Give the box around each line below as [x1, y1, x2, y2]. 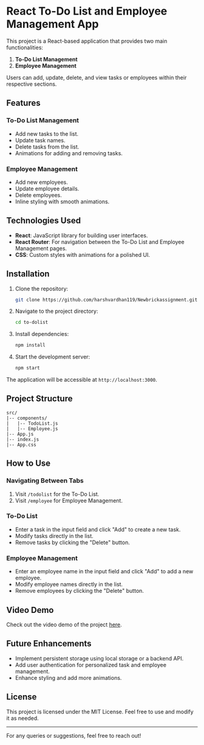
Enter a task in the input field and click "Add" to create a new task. [15, 525, 181, 533]
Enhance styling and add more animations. [15, 674, 122, 681]
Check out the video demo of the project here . [6, 621, 123, 628]
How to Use [6, 458, 51, 469]
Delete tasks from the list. [15, 143, 80, 150]
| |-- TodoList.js [6, 420, 59, 427]
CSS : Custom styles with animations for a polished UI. [15, 251, 151, 258]
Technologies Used [6, 215, 81, 226]
